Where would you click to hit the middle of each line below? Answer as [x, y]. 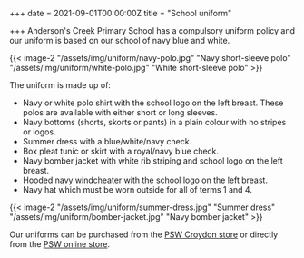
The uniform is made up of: [60, 85]
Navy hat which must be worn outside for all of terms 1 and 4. [137, 189]
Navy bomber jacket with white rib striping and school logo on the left [152, 161]
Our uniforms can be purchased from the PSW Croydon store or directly [144, 234]
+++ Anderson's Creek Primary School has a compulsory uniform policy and [152, 30]
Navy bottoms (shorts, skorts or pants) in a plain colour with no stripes [154, 122]
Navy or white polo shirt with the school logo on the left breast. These [153, 103]
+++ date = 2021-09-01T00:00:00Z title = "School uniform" [121, 13]
